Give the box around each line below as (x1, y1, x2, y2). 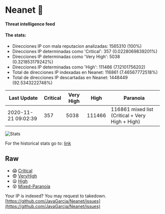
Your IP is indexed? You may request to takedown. (5, 193, 107, 199)
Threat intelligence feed (5, 21, 55, 27)
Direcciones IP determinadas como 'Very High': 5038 (12, 54, 120, 60)
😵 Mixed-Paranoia (12, 183, 51, 189)
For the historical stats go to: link (5, 140, 71, 146)
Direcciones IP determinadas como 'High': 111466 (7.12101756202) (12, 64, 146, 70)
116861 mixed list (110, 106, 154, 113)
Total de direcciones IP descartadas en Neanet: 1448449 (12, 74, 128, 80)
